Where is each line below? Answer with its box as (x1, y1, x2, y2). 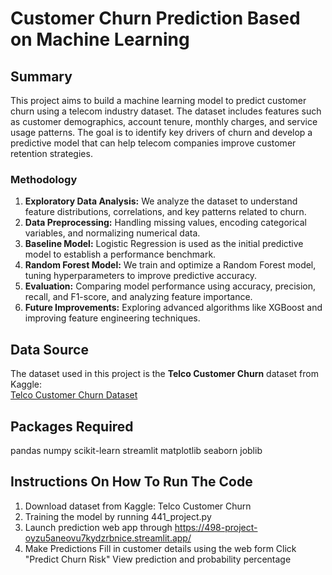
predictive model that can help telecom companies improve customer (10, 137, 297, 149)
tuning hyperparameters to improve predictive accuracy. (24, 270, 258, 282)
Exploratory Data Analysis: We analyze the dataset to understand (24, 195, 298, 207)
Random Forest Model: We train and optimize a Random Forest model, (24, 259, 317, 271)
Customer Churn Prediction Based (10, 7, 301, 30)
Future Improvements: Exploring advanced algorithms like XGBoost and (24, 302, 323, 314)
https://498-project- (174, 521, 258, 533)
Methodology (10, 172, 78, 186)
